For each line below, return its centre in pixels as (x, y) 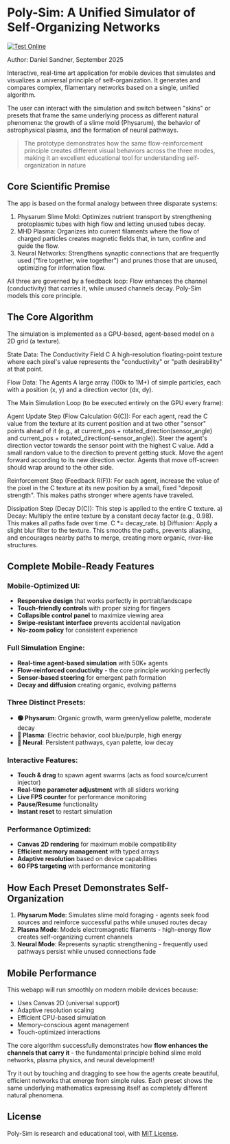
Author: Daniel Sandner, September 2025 (65, 59)
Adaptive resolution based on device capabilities (87, 859)
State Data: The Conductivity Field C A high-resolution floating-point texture (115, 354)
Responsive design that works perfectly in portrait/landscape (104, 601)
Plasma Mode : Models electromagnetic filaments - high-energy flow (114, 930)
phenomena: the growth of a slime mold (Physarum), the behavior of (104, 122)
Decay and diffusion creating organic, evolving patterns (96, 685)
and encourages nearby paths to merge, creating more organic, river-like (110, 538)
